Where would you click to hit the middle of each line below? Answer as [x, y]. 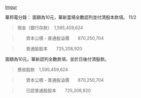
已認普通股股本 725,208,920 [58, 90]
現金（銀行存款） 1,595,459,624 [50, 28]
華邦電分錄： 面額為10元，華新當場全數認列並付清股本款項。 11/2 [71, 17]
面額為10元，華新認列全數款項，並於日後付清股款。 [57, 59]
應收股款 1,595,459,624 [42, 69]
